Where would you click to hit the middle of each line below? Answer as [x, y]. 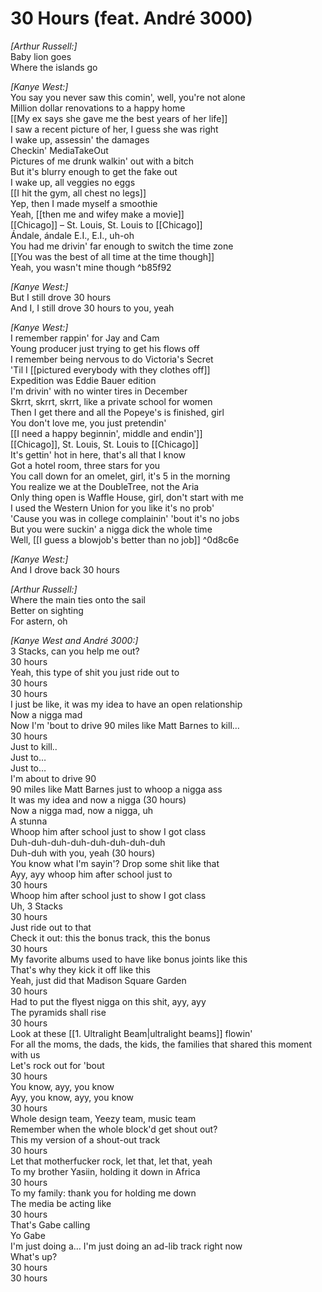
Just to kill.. [34, 746]
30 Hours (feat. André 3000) [131, 18]
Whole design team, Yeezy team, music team [103, 1118]
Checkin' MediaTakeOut [59, 150]
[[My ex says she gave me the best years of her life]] [119, 118]
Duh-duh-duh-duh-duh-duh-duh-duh [88, 842]
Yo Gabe [28, 1235]
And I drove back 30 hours [65, 569]
